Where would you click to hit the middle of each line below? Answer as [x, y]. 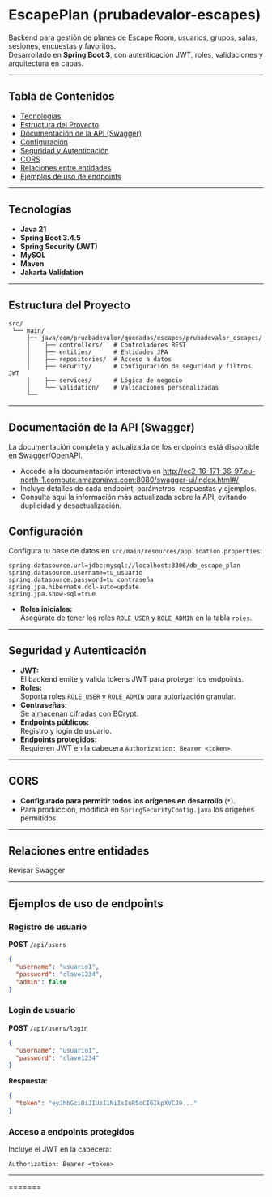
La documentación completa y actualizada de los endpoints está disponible [134, 447]
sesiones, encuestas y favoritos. [62, 45]
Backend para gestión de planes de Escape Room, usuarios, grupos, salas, [133, 37]
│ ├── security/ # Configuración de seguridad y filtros [139, 367]
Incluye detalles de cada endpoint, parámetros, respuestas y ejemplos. [138, 489]
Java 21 [33, 229]
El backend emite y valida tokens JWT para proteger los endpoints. [132, 678]
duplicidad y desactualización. [71, 506]
